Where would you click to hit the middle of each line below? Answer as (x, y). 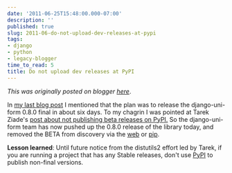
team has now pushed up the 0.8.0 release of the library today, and (118, 127)
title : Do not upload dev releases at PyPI (71, 71)
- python (20, 53)
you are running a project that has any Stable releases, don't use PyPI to (110, 155)
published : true (30, 26)
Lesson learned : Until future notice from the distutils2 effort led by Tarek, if (115, 147)
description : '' (30, 20)
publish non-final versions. (45, 162)
